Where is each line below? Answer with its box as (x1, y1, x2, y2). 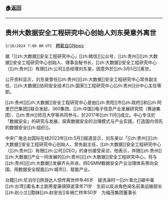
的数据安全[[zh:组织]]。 (5, 124, 53, 130)
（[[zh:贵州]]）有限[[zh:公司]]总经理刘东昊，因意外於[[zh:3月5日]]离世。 (5, 66, 154, 72)
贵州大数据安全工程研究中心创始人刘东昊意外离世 (5, 28, 156, 37)
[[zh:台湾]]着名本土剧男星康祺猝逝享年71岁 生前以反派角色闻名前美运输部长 (5, 183, 162, 189)
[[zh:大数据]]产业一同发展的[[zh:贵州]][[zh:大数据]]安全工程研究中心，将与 (5, 154, 157, 160)
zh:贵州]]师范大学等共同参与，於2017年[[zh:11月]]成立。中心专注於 (19, 112, 156, 118)
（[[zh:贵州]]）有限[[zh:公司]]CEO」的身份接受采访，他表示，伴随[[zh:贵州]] (5, 147, 162, 153)
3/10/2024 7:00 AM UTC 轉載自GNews (5, 42, 84, 48)
